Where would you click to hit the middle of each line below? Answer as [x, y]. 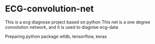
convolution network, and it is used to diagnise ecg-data [62, 27]
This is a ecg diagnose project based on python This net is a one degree [77, 22]
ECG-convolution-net [49, 9]
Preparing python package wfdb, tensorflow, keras [56, 36]
